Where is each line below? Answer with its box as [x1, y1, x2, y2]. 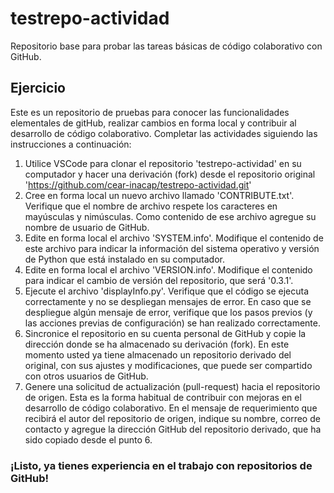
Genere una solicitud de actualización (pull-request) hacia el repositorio [24, 380, 321, 392]
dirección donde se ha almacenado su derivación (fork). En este [24, 338, 290, 350]
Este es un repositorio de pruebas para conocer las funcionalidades [10, 106, 290, 118]
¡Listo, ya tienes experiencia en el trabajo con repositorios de [10, 458, 313, 472]
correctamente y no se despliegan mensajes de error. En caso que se [24, 295, 312, 307]
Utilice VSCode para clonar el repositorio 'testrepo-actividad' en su [24, 157, 302, 169]
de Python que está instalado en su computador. [24, 253, 226, 265]
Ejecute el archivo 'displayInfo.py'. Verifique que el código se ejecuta [24, 285, 310, 297]
